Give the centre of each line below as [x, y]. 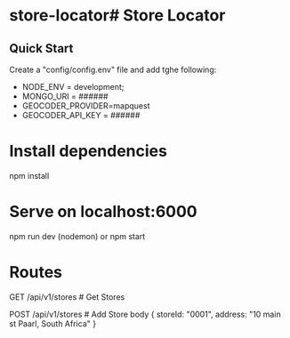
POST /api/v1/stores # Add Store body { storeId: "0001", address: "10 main [145, 314]
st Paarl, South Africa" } [52, 323]
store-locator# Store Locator [117, 16]
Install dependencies [88, 151]
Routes [36, 273]
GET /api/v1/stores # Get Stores [67, 297]
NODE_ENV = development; [73, 87]
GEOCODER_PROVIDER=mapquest [86, 106]
